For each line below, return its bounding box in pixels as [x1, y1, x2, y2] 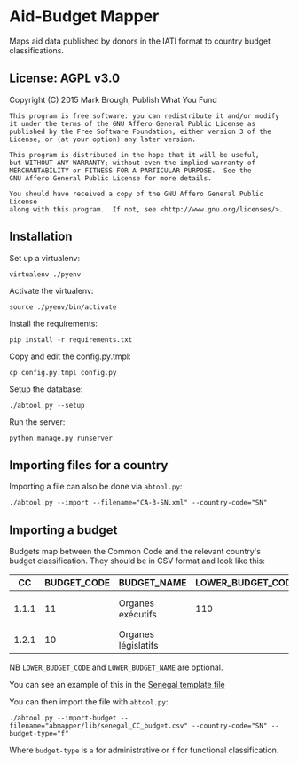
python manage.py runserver [9, 434, 114, 442]
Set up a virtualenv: [9, 252, 81, 263]
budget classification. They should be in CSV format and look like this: [9, 555, 266, 566]
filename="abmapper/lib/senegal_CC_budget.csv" [9, 721, 189, 730]
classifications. [9, 44, 65, 55]
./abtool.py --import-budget [9, 713, 117, 723]
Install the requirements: [9, 318, 98, 329]
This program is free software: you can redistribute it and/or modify [9, 111, 279, 121]
